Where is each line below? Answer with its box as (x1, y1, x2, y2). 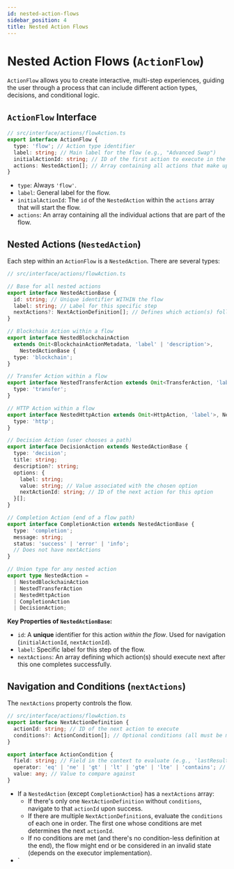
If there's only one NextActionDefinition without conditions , (27, 797, 202, 805)
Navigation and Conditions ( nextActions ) (7, 680, 186, 692)
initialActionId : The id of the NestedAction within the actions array (17, 196, 214, 204)
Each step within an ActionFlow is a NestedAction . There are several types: (7, 257, 221, 266)
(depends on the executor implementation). (27, 848, 153, 857)
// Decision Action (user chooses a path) (7, 437, 132, 444)
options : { (13, 469, 45, 476)
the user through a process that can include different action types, (7, 84, 198, 92)
